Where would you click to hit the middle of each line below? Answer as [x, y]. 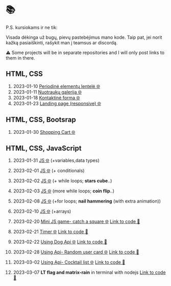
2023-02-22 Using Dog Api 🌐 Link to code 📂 [60, 242]
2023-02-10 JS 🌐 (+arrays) [42, 211]
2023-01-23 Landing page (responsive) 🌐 [57, 103]
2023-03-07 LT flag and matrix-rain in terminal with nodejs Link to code [89, 272]
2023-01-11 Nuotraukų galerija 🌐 [47, 92]
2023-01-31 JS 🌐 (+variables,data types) [56, 160]
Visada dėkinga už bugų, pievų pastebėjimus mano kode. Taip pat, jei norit [84, 37]
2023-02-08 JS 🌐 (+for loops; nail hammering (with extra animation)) [87, 201]
